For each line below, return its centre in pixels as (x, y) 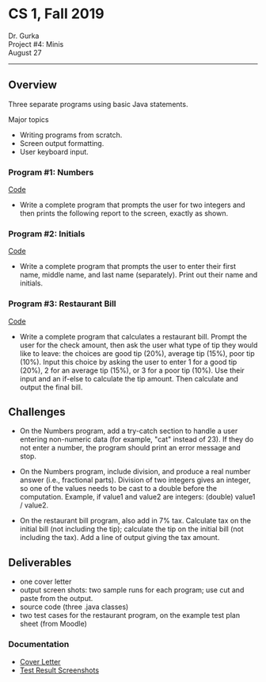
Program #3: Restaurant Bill (62, 304)
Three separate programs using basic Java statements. (98, 104)
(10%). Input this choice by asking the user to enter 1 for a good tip (128, 362)
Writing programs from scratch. (71, 135)
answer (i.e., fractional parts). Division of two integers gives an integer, (135, 480)
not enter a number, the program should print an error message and (130, 448)
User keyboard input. (54, 151)
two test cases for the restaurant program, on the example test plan (129, 615)
